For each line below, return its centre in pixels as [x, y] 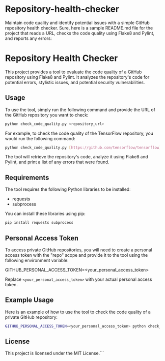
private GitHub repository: [31, 317]
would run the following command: [40, 138]
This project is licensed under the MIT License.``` [55, 353]
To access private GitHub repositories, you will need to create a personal [79, 250]
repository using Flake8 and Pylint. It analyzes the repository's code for [77, 77]
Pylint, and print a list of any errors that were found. [57, 162]
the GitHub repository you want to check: [47, 115]
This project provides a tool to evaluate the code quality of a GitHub [74, 72]
